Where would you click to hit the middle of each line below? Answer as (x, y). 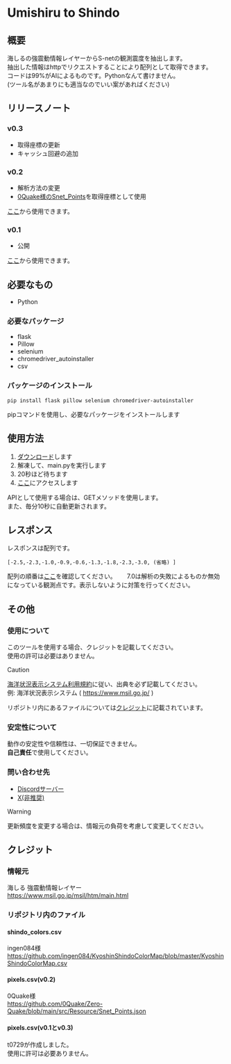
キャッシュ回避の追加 (48, 153)
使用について (28, 630)
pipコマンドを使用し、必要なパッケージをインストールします (94, 414)
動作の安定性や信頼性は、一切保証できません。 (74, 744)
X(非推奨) (31, 797)
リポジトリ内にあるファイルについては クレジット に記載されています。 (107, 707)
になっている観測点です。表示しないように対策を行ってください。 (101, 585)
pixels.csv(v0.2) (32, 979)
